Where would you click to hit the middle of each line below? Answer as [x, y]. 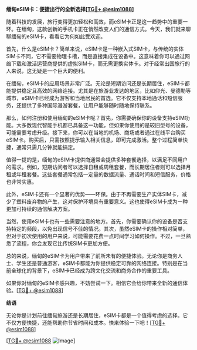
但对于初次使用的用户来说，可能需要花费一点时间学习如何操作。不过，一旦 [96, 236]
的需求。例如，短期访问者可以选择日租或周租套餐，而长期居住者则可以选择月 [98, 167]
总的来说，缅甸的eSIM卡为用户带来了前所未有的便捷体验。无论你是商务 [92, 256]
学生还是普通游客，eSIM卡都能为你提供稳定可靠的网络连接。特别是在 [99, 263]
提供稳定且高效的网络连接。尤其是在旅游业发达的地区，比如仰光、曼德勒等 [101, 91]
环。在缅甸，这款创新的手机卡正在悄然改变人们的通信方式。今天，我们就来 [96, 29]
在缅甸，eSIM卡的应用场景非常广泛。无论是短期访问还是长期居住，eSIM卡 [96, 83]
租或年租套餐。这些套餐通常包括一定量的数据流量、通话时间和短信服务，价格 [98, 174]
